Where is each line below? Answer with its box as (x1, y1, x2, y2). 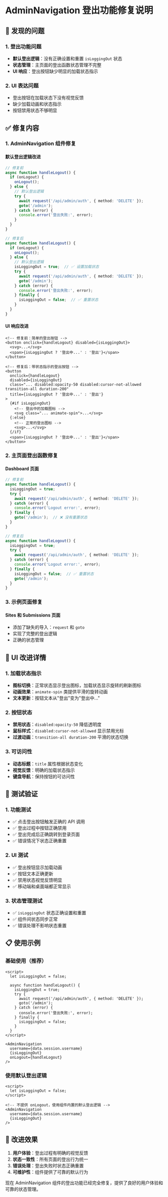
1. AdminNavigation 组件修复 (5, 140, 76, 147)
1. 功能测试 (5, 806, 31, 813)
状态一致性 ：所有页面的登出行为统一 (12, 1156, 89, 1162)
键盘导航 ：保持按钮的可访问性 (12, 773, 75, 779)
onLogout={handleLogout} (10, 1055, 62, 1060)
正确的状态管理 (12, 637, 44, 643)
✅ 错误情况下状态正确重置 (12, 838, 67, 844)
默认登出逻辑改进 (5, 154, 41, 160)
